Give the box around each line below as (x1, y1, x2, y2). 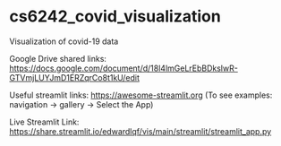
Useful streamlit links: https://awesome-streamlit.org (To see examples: (9, 90, 273, 100)
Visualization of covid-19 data (9, 36, 119, 47)
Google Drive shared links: (9, 53, 107, 64)
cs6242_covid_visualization (9, 6, 221, 27)
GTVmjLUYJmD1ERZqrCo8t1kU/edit (9, 72, 140, 82)
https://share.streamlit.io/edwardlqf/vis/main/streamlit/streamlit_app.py (9, 125, 272, 136)
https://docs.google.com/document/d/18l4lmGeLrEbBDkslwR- (9, 63, 239, 73)
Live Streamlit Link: (9, 116, 80, 127)
